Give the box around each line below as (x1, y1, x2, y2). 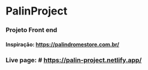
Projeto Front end (5, 26, 58, 34)
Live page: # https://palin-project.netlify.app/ (5, 56, 142, 64)
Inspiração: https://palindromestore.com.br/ (5, 40, 120, 48)
